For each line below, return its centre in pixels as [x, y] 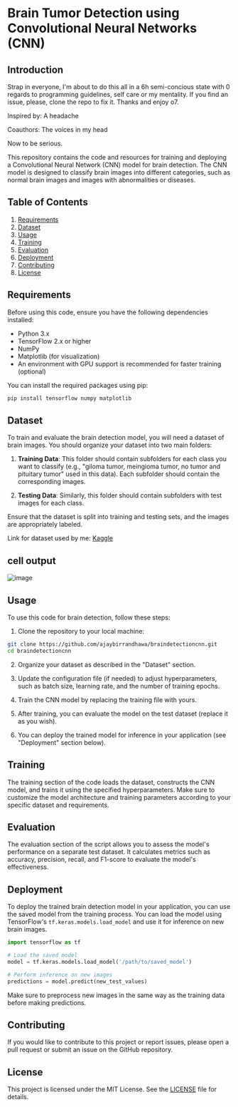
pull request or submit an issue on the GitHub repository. [90, 1050]
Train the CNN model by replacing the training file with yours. [107, 699]
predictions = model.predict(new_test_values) [77, 982]
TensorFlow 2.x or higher [54, 341]
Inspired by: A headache [43, 116]
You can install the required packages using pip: [78, 385]
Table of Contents [48, 202]
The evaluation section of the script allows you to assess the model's [108, 844]
